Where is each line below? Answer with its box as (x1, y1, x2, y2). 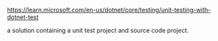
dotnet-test (7, 13, 39, 21)
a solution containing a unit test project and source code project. (7, 27, 189, 34)
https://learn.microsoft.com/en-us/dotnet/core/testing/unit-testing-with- (7, 6, 211, 14)
